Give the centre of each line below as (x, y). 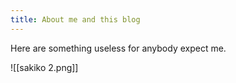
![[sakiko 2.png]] (44, 67)
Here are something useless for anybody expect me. (118, 48)
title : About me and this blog (75, 19)
